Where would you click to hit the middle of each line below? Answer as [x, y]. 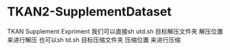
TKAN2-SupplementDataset [89, 12]
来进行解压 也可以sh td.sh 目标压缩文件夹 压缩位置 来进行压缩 [94, 40]
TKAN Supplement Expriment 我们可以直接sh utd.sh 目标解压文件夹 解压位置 [115, 31]
